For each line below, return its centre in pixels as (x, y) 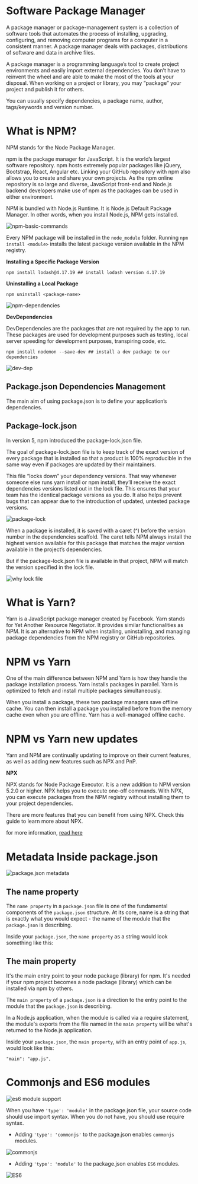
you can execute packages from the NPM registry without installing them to (98, 797)
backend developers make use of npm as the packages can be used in (92, 190)
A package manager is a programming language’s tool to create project (92, 64)
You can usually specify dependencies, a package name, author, (85, 101)
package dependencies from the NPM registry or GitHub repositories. (91, 638)
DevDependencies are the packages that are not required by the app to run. (98, 328)
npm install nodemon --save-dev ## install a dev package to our (88, 352)
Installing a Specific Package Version (53, 262)
